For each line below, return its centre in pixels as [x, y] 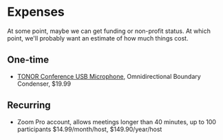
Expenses [36, 12]
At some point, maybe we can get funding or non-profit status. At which [109, 31]
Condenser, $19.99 [44, 84]
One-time [28, 60]
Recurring [29, 105]
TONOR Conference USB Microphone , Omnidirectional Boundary [109, 76]
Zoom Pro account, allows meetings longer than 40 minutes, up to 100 [117, 121]
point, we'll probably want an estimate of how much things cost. [98, 38]
